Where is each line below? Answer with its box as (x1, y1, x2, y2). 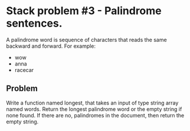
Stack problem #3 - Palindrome (6, 4, 162, 18)
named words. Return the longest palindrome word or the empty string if (6, 105, 182, 113)
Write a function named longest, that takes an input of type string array (6, 99, 179, 106)
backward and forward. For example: (6, 42, 96, 50)
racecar (14, 66, 34, 73)
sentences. (6, 17, 63, 30)
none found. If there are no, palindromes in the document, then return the (6, 112, 185, 119)
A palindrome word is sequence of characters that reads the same (6, 36, 167, 43)
